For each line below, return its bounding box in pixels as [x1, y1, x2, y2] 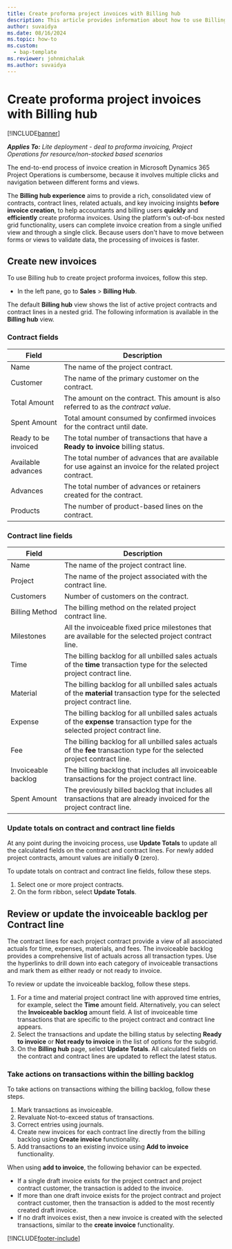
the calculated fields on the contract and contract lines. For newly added [7, 846, 214, 855]
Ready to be [10, 433, 50, 443]
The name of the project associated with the [64, 572, 207, 581]
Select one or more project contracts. [17, 880, 124, 889]
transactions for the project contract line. [64, 774, 197, 783]
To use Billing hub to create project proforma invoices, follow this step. [7, 274, 208, 282]
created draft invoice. [17, 1206, 79, 1214]
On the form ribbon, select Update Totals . [17, 888, 137, 896]
